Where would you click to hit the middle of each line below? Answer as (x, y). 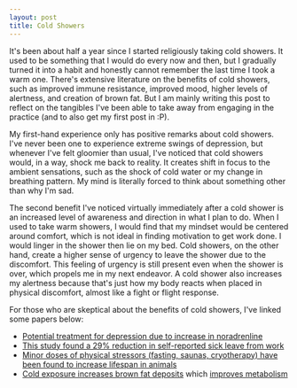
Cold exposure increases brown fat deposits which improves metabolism (155, 374)
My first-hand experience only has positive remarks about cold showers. (142, 134)
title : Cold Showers (47, 26)
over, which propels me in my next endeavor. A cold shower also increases (145, 273)
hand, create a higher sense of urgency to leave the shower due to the (137, 254)
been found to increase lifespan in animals (99, 364)
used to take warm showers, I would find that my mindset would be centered (149, 226)
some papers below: (47, 319)
